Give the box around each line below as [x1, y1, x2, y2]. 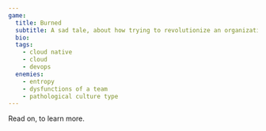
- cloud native [22, 48, 73, 56]
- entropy [22, 77, 55, 85]
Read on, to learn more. [8, 114, 85, 123]
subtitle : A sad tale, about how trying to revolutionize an [15, 26, 222, 34]
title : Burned [15, 19, 62, 27]
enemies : [15, 70, 44, 78]
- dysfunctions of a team [22, 84, 108, 93]
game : [8, 11, 26, 20]
